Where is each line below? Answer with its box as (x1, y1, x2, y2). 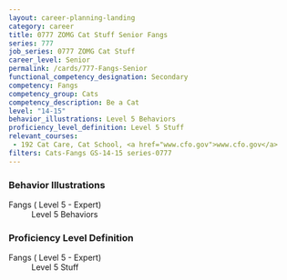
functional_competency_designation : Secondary (8, 73, 189, 82)
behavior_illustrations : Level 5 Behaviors (8, 115, 177, 124)
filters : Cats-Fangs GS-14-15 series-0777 (8, 148, 172, 157)
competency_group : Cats (8, 89, 99, 98)
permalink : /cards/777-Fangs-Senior (8, 65, 148, 74)
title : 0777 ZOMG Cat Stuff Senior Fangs (8, 30, 169, 39)
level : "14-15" (8, 106, 67, 115)
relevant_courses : (8, 132, 78, 141)
